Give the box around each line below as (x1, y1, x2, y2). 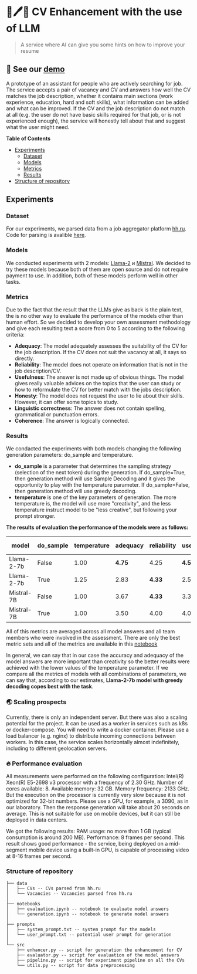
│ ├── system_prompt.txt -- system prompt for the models (6, 927, 157, 933)
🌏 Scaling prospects (6, 698, 67, 706)
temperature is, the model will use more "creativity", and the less (14, 500, 171, 507)
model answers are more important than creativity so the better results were (6, 658, 191, 665)
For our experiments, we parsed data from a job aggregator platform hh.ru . (6, 225, 186, 232)
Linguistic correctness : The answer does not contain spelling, (14, 405, 166, 412)
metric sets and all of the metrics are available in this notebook (6, 640, 158, 647)
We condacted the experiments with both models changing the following (6, 445, 182, 452)
